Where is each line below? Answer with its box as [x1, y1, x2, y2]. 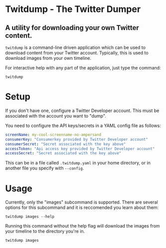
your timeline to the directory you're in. [5, 228, 85, 234]
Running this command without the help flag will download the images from [5, 223, 161, 229]
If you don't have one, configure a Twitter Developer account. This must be [5, 107, 160, 113]
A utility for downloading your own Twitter [5, 23, 140, 32]
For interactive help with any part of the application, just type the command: [5, 65, 161, 70]
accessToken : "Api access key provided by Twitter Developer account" [5, 146, 155, 151]
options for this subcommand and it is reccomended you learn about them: [5, 204, 159, 210]
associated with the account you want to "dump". [5, 112, 106, 118]
